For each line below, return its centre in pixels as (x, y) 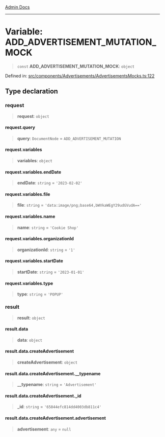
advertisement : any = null (44, 429)
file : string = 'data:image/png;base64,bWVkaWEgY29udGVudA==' (79, 205)
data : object (30, 340)
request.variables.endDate (33, 172)
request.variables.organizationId (40, 239)
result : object (31, 318)
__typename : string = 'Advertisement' (57, 385)
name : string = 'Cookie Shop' (48, 227)
